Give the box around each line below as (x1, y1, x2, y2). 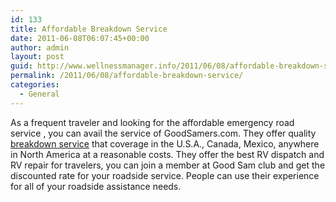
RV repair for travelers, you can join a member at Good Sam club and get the (10, 159, 326, 171)
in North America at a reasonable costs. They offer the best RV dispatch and (10, 148, 325, 160)
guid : (10, 61, 33, 71)
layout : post (10, 52, 65, 62)
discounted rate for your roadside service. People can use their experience (10, 169, 320, 181)
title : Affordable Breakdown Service (10, 24, 168, 34)
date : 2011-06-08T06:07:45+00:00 (10, 33, 150, 43)
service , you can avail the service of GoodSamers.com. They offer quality (10, 127, 317, 139)
